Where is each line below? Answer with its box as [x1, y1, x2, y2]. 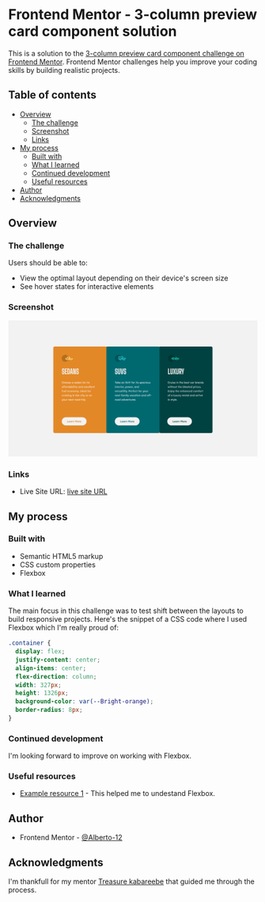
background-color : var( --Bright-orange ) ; [15, 698, 154, 706]
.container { [8, 639, 51, 647]
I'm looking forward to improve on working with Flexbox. [8, 751, 192, 761]
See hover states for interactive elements [19, 282, 154, 291]
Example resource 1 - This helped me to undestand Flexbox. [19, 789, 216, 798]
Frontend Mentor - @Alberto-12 [19, 833, 123, 843]
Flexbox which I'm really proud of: [8, 623, 119, 633]
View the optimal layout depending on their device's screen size [19, 273, 229, 283]
